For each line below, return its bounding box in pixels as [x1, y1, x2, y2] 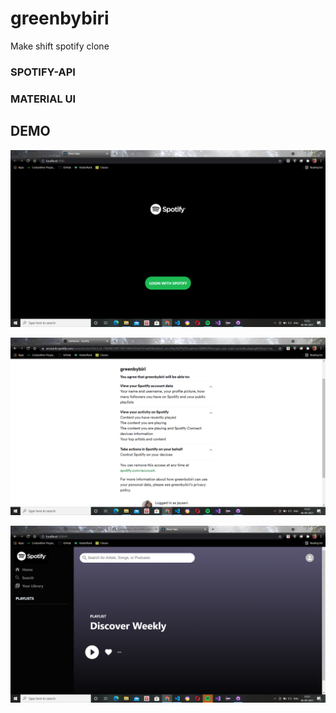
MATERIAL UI [10, 92, 77, 106]
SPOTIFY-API [10, 65, 76, 79]
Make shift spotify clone [10, 40, 110, 52]
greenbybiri [10, 7, 110, 30]
